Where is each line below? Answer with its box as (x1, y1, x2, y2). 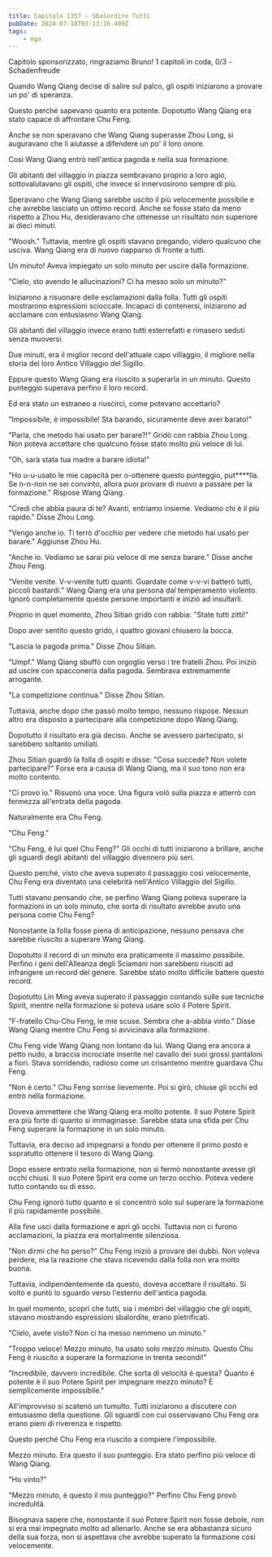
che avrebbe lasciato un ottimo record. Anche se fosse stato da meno (8, 203, 242, 213)
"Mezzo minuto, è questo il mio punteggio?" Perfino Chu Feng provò (8, 1490, 237, 1500)
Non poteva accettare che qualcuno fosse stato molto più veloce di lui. (8, 439, 245, 448)
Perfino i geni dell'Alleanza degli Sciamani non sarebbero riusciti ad (8, 959, 234, 969)
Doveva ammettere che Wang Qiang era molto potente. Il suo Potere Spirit (8, 1107, 256, 1117)
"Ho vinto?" (8, 1475, 47, 1485)
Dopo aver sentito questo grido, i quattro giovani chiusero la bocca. (8, 626, 234, 636)
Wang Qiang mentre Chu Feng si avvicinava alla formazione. (8, 1025, 209, 1034)
